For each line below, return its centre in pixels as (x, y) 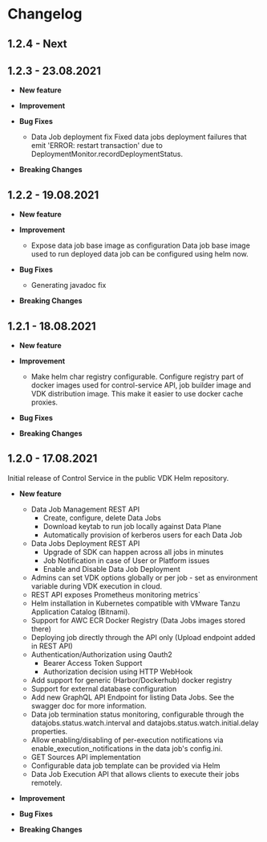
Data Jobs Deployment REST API (85, 543)
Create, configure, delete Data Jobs (102, 518)
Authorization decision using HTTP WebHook (118, 672)
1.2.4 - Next (37, 44)
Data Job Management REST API (85, 509)
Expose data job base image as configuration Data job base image (140, 245)
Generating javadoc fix (69, 285)
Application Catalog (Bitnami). (80, 611)
